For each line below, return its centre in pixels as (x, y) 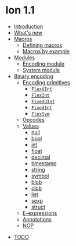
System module (41, 70)
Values (30, 126)
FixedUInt (43, 101)
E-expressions (40, 213)
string (38, 169)
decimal (41, 157)
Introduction (28, 26)
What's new (28, 32)
